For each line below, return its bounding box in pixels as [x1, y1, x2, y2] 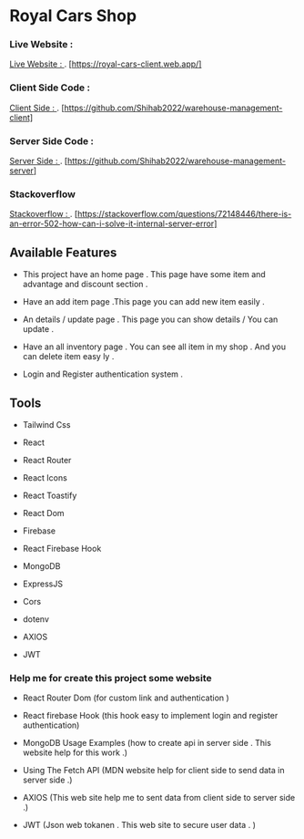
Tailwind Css [22, 419, 71, 430]
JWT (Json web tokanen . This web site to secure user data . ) [22, 820, 257, 831]
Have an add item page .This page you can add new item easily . [22, 296, 266, 307]
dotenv [22, 614, 50, 625]
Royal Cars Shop [9, 5, 137, 26]
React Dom [22, 508, 66, 518]
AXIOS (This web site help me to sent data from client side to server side [22, 792, 296, 803]
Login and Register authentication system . [22, 368, 184, 379]
